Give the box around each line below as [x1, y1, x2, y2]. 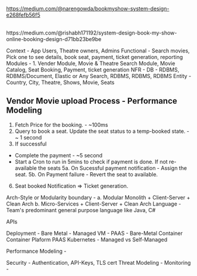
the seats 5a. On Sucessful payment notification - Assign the [37, 164, 187, 172]
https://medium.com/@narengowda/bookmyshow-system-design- [6, 5, 170, 12]
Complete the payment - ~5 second [14, 151, 103, 159]
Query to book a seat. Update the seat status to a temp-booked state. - [14, 128, 189, 135]
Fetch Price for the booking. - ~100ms [14, 121, 108, 128]
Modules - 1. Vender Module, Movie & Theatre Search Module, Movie [6, 60, 176, 67]
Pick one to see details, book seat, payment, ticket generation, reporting [6, 54, 183, 60]
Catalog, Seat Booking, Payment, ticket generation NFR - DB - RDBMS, [6, 66, 180, 73]
